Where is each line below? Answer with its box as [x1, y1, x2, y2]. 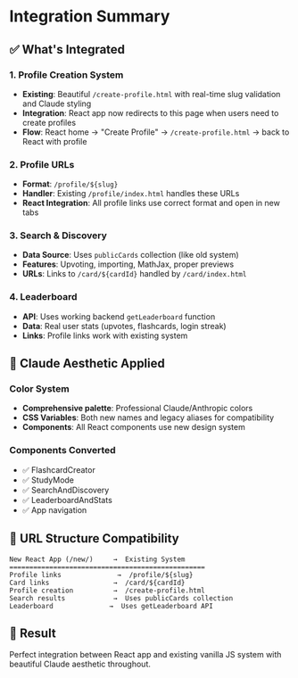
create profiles [21, 117, 77, 128]
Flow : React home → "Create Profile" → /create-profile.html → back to [21, 127, 290, 137]
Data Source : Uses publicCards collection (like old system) [21, 250, 239, 260]
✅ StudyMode [21, 475, 74, 485]
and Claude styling [21, 98, 92, 109]
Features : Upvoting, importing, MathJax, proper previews [21, 259, 235, 269]
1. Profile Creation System [9, 69, 124, 81]
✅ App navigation [21, 504, 87, 515]
